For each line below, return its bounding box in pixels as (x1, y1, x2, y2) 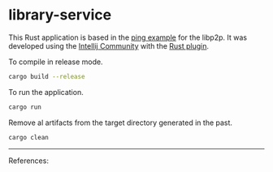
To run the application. (8, 87, 84, 97)
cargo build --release (8, 72, 85, 80)
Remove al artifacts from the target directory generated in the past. (8, 118, 233, 127)
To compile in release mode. (8, 57, 103, 67)
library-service (8, 6, 112, 24)
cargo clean (8, 133, 49, 141)
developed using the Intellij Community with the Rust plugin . (8, 41, 210, 50)
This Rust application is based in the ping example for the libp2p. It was (8, 32, 248, 42)
